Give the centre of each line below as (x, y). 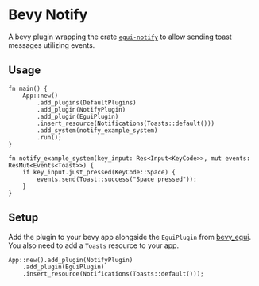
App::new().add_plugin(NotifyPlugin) (71, 260)
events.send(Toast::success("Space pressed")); (117, 179)
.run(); (49, 137)
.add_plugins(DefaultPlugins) (87, 102)
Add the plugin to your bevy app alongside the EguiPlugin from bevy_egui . (130, 237)
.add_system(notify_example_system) (97, 130)
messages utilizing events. (52, 45)
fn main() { (28, 88)
